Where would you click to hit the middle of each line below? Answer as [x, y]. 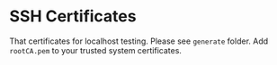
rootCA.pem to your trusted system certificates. [96, 50]
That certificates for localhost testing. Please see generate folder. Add [139, 41]
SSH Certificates [73, 16]
